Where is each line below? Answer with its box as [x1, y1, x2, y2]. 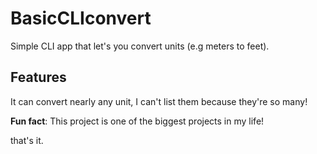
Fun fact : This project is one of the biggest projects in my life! [10, 115, 265, 127]
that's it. [10, 134, 44, 146]
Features [10, 69, 67, 86]
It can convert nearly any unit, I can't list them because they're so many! [10, 95, 308, 107]
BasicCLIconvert [10, 7, 152, 30]
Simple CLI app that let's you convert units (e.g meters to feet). [10, 40, 270, 52]
